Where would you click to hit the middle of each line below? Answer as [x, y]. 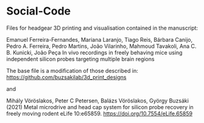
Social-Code [39, 11]
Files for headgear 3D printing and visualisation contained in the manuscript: [102, 28]
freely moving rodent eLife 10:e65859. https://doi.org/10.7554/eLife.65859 [100, 113]
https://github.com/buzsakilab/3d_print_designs [66, 77]
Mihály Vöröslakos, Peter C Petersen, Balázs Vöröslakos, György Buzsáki [97, 101]
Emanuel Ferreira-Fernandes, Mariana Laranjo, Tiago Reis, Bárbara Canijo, [100, 39]
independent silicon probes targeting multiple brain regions [80, 59]
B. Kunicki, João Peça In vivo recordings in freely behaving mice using [94, 52]
